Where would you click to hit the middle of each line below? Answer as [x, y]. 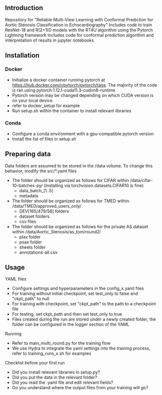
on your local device [32, 100]
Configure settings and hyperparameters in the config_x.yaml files [78, 289]
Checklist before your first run [35, 363]
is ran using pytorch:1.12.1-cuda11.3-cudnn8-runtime [64, 90]
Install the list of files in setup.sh [44, 139]
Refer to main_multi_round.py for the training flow [61, 343]
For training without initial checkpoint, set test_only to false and [75, 294]
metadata [29, 196]
